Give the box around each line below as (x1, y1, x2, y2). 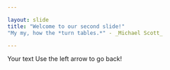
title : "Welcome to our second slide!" (7, 22, 125, 30)
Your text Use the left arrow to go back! (7, 55, 123, 63)
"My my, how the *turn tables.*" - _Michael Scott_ (7, 29, 163, 36)
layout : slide (7, 16, 50, 23)
